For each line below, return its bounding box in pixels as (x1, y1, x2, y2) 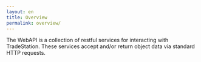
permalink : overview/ (6, 20, 61, 26)
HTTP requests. (6, 49, 46, 57)
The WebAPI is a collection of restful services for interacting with (6, 37, 169, 44)
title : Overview (6, 14, 47, 20)
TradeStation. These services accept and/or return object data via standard (6, 43, 196, 50)
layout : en (6, 8, 34, 15)
